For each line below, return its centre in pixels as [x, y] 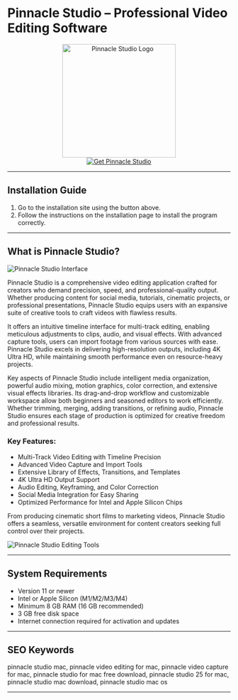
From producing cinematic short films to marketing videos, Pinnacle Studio [116, 515]
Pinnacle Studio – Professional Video [118, 13]
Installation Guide [47, 191]
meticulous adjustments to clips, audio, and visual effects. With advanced [114, 334]
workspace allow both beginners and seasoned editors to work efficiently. [115, 400]
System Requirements [57, 574]
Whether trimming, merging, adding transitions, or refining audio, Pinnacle [115, 408]
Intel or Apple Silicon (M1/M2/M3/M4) [73, 598]
